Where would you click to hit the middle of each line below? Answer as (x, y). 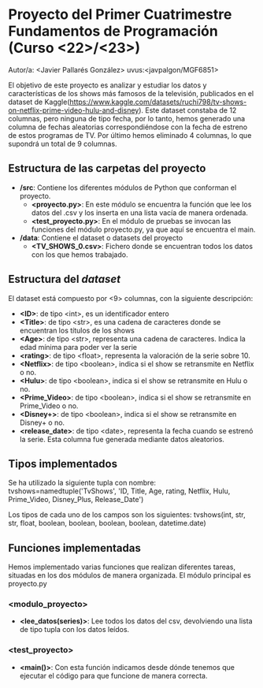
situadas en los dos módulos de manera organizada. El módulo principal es (130, 575)
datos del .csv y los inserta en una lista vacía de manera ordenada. (139, 212)
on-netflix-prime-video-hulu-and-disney (74, 110)
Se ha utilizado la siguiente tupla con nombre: (82, 483)
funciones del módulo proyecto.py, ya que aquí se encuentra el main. (143, 229)
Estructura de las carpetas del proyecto (107, 168)
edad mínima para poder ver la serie (78, 347)
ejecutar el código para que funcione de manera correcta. (113, 675)
